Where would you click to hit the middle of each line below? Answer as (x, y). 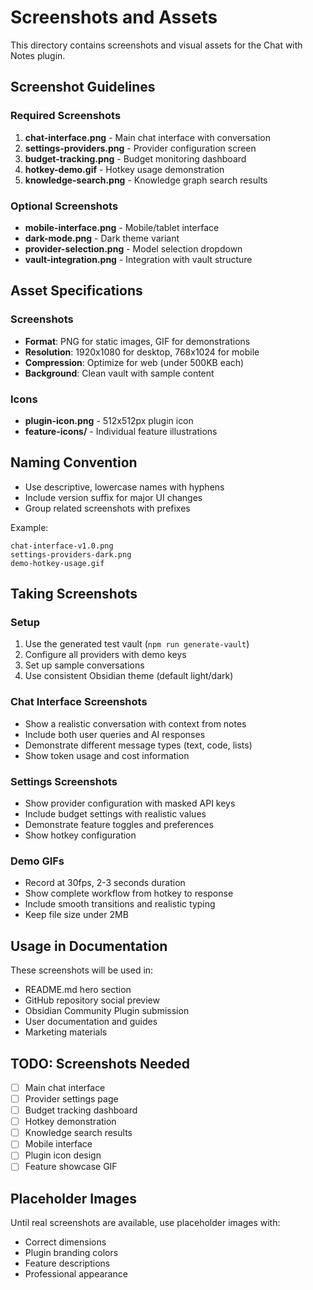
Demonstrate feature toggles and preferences (119, 824)
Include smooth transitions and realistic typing (120, 904)
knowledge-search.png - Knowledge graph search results (146, 180)
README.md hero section (78, 990)
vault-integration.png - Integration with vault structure (138, 259)
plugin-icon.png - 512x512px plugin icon (109, 420)
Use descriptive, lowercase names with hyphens (124, 487)
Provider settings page (71, 1098)
